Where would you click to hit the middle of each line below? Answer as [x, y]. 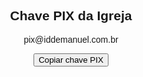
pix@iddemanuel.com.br [71, 39]
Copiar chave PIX [71, 59]
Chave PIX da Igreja [71, 16]
